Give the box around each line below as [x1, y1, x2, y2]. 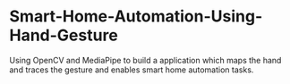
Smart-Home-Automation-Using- [9, 6, 263, 27]
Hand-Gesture [9, 25, 118, 46]
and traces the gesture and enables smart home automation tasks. [9, 64, 254, 75]
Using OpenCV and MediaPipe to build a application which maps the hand [9, 55, 282, 65]
